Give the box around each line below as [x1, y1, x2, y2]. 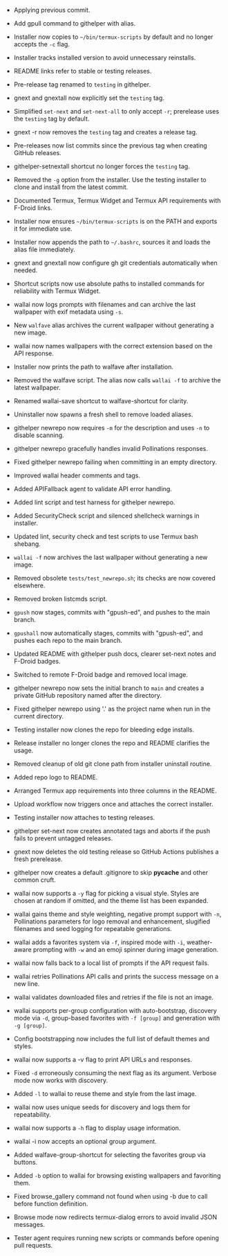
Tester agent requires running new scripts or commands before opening [13, 1234, 220, 1242]
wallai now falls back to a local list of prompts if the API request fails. [13, 959, 209, 967]
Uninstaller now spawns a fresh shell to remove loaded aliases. [13, 410, 193, 418]
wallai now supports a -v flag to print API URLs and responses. [13, 1056, 192, 1063]
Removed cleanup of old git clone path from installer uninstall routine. [13, 760, 212, 768]
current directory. [13, 712, 64, 720]
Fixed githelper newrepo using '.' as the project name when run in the [13, 705, 211, 713]
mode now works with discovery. [13, 1077, 108, 1084]
